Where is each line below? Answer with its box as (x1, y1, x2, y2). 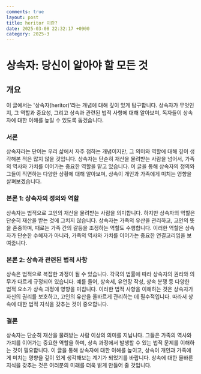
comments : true (6, 8, 44, 15)
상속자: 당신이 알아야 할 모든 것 (6, 59, 148, 73)
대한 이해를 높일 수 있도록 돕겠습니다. (17, 116, 104, 124)
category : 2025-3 (6, 31, 50, 37)
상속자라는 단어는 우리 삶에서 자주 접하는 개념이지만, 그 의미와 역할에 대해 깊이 (6, 148, 189, 155)
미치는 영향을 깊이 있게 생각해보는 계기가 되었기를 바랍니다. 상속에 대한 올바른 (12, 354, 194, 361)
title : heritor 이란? (6, 20, 58, 26)
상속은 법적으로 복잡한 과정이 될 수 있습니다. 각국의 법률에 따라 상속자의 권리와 (6, 271, 189, 278)
